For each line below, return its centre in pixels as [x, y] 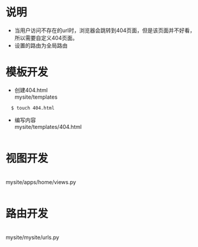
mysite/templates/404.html [48, 127]
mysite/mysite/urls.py [33, 237]
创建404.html [31, 90]
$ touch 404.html [33, 108]
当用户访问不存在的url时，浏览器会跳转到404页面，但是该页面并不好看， [105, 30]
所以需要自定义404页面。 [46, 38]
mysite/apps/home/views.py [41, 182]
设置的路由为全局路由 [41, 45]
